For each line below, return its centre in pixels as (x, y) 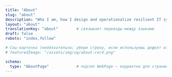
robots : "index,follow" (31, 39)
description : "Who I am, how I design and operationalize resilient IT (83, 19)
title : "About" (21, 10)
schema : (14, 62)
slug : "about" (20, 15)
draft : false (19, 34)
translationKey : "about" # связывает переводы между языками (80, 29)
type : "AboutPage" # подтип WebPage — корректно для (80, 66)
